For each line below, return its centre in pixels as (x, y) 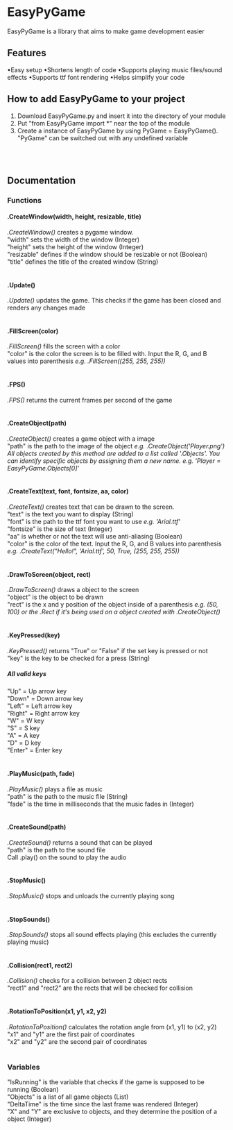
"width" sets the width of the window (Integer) (74, 239)
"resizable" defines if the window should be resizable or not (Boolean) (107, 255)
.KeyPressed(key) (34, 635)
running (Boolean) (33, 1089)
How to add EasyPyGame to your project (96, 99)
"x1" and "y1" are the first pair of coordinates (71, 1034)
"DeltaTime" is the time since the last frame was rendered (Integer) (103, 1104)
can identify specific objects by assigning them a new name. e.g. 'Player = (114, 461)
